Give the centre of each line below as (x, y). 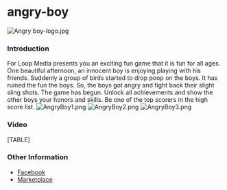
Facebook (31, 172)
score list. (21, 107)
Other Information (38, 157)
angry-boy (38, 12)
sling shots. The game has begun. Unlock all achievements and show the (110, 92)
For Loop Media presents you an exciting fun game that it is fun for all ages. (114, 64)
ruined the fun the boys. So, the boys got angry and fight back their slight (111, 85)
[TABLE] (19, 139)
